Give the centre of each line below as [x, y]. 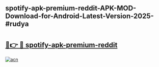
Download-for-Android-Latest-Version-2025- [79, 16]
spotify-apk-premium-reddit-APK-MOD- [71, 8]
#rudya [17, 24]
